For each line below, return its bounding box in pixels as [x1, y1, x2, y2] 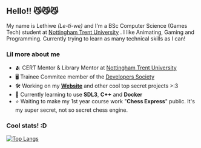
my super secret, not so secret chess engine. [15, 106, 128, 114]
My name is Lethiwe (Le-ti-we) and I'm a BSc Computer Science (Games [6, 22, 188, 29]
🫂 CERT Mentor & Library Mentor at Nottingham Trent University [15, 64, 177, 71]
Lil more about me [6, 50, 61, 58]
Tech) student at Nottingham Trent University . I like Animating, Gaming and [6, 28, 195, 36]
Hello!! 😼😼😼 [6, 6, 59, 16]
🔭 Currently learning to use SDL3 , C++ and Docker [15, 91, 143, 98]
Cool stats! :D [6, 121, 47, 130]
